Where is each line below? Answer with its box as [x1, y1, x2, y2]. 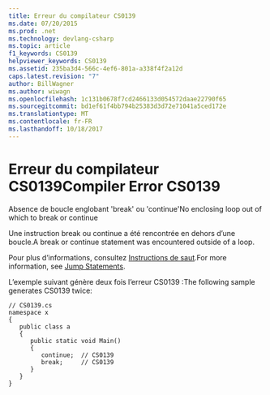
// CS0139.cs [8, 301, 53, 309]
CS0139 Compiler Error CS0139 [8, 177, 221, 195]
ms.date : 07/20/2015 [8, 19, 79, 28]
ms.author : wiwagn [8, 87, 71, 96]
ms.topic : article [8, 42, 71, 50]
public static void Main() [29, 337, 122, 345]
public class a [19, 322, 71, 331]
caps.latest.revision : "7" [8, 72, 100, 80]
